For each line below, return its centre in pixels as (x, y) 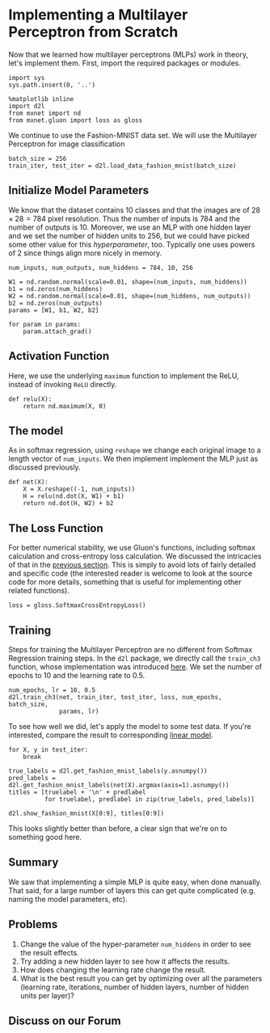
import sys (27, 78)
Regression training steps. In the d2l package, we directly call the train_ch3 (135, 658)
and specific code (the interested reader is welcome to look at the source (131, 573)
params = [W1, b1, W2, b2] (54, 310)
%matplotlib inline (41, 99)
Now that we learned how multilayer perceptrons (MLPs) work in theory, (129, 54)
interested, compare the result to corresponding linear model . (111, 735)
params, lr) (79, 711)
